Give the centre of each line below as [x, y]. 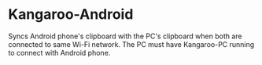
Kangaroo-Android [71, 14]
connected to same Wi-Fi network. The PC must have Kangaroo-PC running [131, 44]
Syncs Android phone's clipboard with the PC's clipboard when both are [125, 36]
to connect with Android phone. [59, 52]
